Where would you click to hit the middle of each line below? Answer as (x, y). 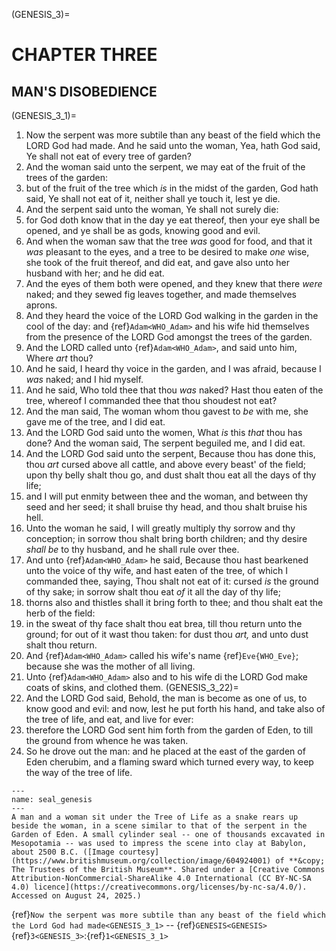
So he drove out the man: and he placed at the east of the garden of (165, 751)
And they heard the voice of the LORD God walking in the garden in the (172, 315)
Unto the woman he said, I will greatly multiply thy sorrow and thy (160, 528)
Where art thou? (59, 358)
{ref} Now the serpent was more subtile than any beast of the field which (168, 914)
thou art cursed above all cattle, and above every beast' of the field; (166, 464)
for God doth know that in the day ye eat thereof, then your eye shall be (173, 220)
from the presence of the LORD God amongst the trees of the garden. (169, 337)
